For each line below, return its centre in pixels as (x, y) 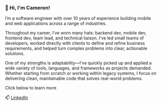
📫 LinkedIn (17, 98)
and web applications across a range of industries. (56, 23)
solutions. (15, 53)
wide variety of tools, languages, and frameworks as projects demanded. (79, 68)
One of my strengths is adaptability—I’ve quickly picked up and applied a (79, 63)
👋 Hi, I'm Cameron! (28, 8)
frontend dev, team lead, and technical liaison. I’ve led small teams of (74, 38)
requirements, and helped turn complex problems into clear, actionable (76, 49)
